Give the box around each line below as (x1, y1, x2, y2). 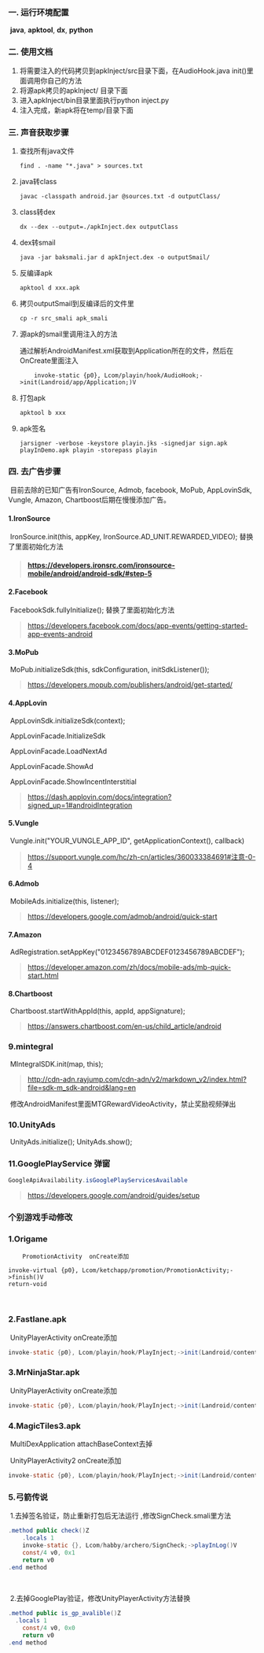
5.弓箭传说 (8, 1492, 49, 1503)
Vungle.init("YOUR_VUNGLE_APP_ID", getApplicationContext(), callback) (9, 836, 245, 845)
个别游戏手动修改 (8, 1212, 73, 1223)
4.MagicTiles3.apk (8, 1420, 81, 1431)
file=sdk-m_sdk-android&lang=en (27, 1082, 136, 1092)
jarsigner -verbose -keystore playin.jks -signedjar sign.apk (19, 439, 228, 447)
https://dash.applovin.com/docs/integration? (27, 792, 172, 801)
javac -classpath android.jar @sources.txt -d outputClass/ (19, 192, 221, 200)
